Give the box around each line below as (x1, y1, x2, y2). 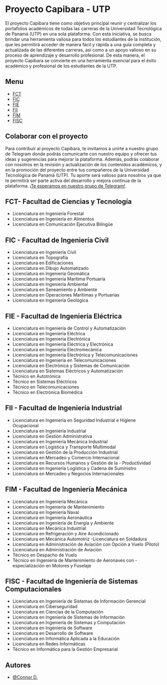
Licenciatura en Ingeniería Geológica (12, 298, 88, 304)
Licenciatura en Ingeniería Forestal (12, 211, 84, 217)
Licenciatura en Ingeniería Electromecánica (12, 347, 102, 352)
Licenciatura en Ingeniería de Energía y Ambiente (12, 520, 114, 526)
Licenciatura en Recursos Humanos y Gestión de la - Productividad (12, 460, 151, 466)
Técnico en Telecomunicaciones (12, 384, 79, 390)
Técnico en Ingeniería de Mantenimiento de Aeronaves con (12, 557, 134, 563)
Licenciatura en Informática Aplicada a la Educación (12, 636, 120, 642)
